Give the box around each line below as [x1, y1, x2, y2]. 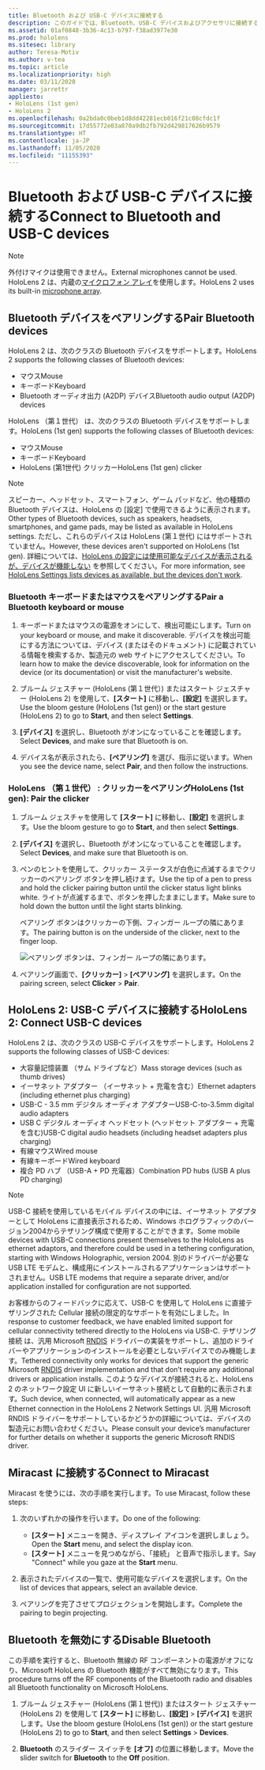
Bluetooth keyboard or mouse [8, 601, 125, 612]
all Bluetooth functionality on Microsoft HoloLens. [8, 1683, 169, 1692]
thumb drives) [19, 1072, 65, 1082]
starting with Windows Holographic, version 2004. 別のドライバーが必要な [8, 1253, 250, 1263]
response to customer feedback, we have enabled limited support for [8, 1317, 233, 1326]
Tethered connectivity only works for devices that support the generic [21, 1356, 249, 1366]
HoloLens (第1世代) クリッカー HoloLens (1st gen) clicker [19, 463, 203, 472]
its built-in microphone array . [8, 286, 103, 296]
